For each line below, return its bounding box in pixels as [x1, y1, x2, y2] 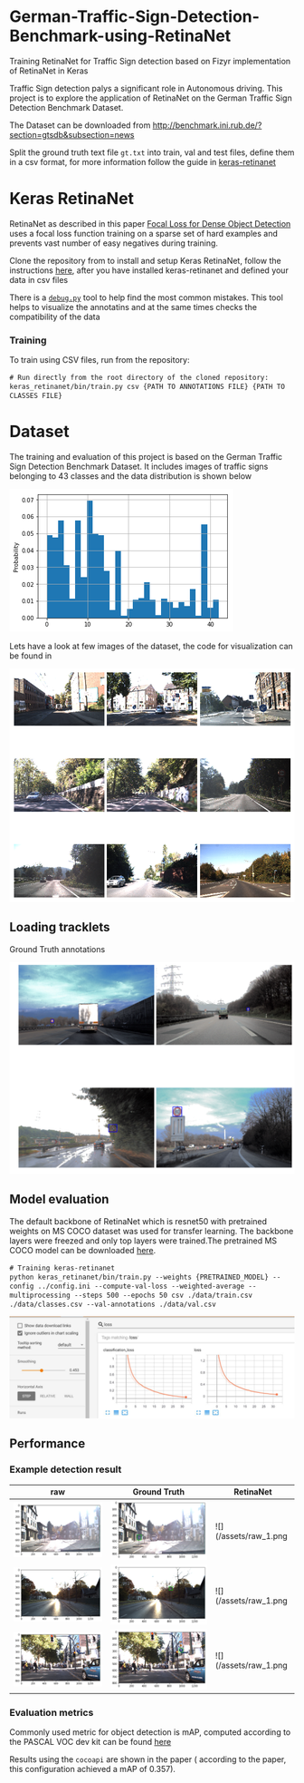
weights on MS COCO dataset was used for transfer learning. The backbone [9, 1225, 294, 1236]
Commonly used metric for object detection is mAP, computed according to [9, 1727, 291, 1738]
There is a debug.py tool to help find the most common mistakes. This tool [9, 292, 283, 303]
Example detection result [9, 1463, 122, 1476]
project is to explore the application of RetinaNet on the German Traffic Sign [9, 93, 292, 103]
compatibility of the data [9, 311, 101, 322]
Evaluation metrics [9, 1706, 94, 1719]
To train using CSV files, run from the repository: [9, 355, 190, 365]
